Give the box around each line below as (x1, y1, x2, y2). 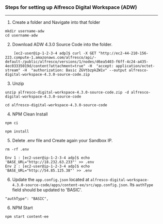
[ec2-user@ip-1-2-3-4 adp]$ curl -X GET (14, 51, 97, 56)
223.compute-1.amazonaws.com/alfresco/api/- (5, 55, 97, 60)
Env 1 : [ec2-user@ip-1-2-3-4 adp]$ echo (5, 156, 90, 160)
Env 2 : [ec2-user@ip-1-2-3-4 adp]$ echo (5, 164, 90, 169)
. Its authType (127, 182, 154, 188)
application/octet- (115, 64, 155, 69)
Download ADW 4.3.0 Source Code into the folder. (12, 42, 113, 48)
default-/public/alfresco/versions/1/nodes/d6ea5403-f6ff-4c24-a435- (5, 60, 149, 64)
